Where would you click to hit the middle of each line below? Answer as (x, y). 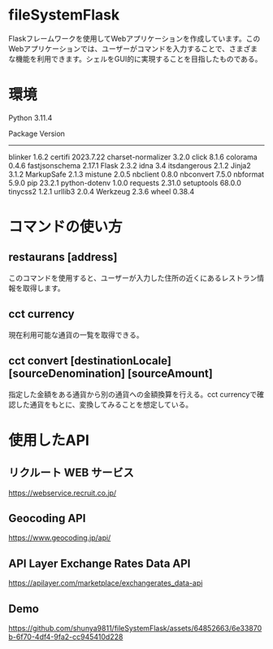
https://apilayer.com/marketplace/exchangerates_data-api (106, 583)
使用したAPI (49, 440)
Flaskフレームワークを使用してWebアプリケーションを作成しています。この (134, 38)
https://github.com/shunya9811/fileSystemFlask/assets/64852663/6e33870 (135, 628)
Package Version (37, 133)
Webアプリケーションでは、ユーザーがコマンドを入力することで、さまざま (133, 48)
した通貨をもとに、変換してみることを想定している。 (104, 404)
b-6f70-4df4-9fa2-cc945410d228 (66, 637)
